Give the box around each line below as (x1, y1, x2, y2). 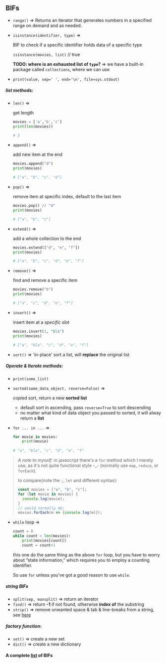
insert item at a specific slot (12, 319, 70, 325)
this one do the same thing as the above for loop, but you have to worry (12, 551, 160, 557)
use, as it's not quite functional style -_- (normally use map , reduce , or (17, 463, 159, 468)
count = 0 (12, 529, 34, 534)
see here (12, 612, 31, 618)
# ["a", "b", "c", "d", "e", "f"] (12, 259, 84, 264)
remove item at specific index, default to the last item (12, 194, 121, 200)
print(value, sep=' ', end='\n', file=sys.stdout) (12, 77, 120, 82)
